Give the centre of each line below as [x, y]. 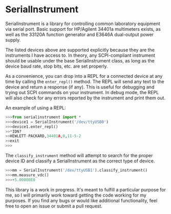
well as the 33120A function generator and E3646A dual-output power [80, 34]
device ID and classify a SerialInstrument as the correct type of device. [80, 161]
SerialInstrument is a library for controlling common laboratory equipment [83, 24]
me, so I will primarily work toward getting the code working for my [76, 195]
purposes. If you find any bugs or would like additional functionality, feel [81, 200]
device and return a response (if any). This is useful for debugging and [80, 87]
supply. [13, 40]
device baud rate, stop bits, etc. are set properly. [57, 66]
